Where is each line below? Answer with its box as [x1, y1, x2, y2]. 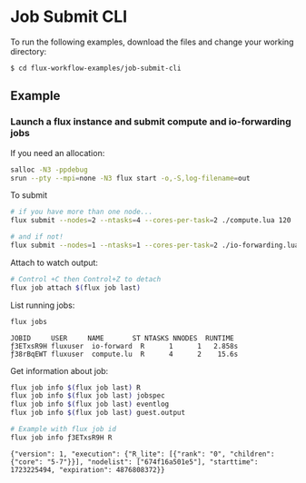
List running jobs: [10, 300, 75, 310]
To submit [10, 190, 48, 201]
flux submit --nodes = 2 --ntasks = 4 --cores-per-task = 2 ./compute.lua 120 [10, 216, 291, 225]
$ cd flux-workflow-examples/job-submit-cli [10, 64, 182, 73]
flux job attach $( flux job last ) [10, 283, 142, 292]
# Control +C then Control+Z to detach [10, 274, 162, 283]
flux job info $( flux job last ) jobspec [10, 391, 166, 400]
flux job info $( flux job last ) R [10, 383, 142, 392]
